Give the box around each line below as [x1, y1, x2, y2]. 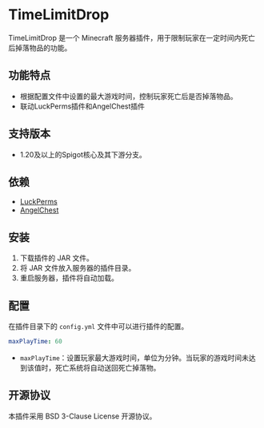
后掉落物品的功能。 [8, 42, 72, 53]
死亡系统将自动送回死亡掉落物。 [54, 363, 161, 372]
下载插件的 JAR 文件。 [19, 253, 94, 263]
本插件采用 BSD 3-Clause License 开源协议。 [8, 411, 157, 421]
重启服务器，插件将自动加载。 [19, 273, 118, 283]
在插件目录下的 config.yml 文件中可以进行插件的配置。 [8, 322, 189, 331]
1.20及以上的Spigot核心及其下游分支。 [19, 149, 146, 159]
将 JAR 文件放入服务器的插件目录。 [19, 264, 136, 273]
